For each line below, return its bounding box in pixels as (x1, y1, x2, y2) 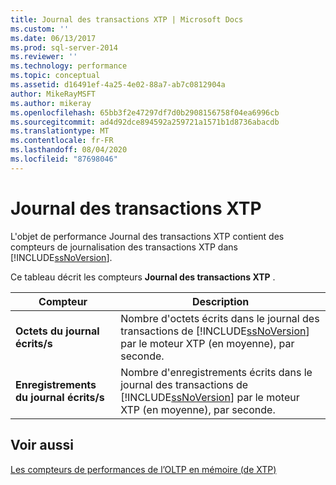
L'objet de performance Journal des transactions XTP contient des (10, 230, 285, 242)
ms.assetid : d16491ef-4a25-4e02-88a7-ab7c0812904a (10, 80, 226, 90)
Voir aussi (10, 437, 74, 454)
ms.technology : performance (10, 61, 128, 71)
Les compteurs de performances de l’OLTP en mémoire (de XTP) (10, 463, 277, 475)
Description (191, 294, 250, 308)
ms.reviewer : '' (10, 52, 78, 62)
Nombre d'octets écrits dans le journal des (120, 311, 320, 325)
